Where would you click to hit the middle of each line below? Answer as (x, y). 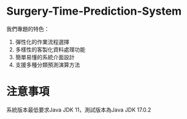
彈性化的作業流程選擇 (42, 41)
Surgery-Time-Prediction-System (94, 11)
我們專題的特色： (28, 29)
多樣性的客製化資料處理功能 (50, 49)
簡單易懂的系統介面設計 (45, 57)
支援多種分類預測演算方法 (48, 65)
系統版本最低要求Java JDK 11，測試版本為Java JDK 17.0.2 (79, 110)
